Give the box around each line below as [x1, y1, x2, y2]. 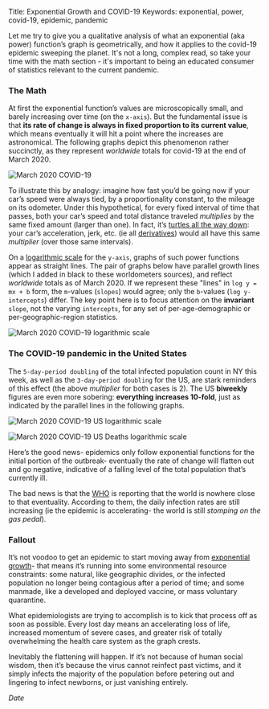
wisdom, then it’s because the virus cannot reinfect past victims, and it [8, 660, 242, 670]
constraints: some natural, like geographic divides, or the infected [8, 569, 226, 579]
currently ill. [8, 473, 48, 482]
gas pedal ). [8, 514, 47, 523]
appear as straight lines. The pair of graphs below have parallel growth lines [8, 261, 259, 271]
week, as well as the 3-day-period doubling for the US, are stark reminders [8, 375, 257, 384]
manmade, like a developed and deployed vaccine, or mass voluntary [8, 586, 238, 596]
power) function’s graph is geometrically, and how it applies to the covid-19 [8, 39, 257, 49]
